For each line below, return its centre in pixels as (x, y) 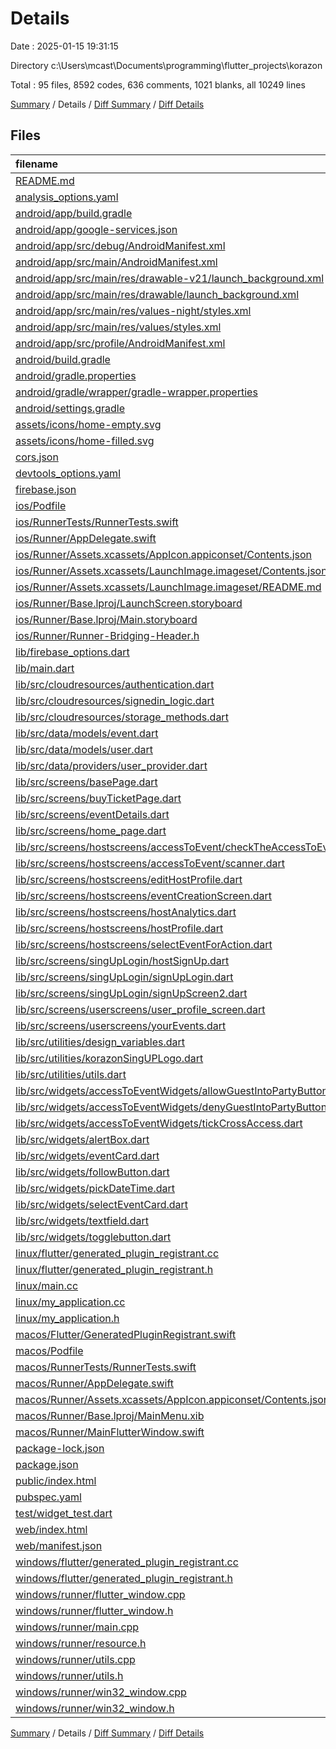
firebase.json (46, 489)
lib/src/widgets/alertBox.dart (82, 1139)
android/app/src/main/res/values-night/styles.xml (133, 310)
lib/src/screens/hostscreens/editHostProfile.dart (129, 879)
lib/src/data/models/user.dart (84, 749)
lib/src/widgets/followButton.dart (92, 1172)
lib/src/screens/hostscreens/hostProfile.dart (119, 928)
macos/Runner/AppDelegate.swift (95, 1383)
